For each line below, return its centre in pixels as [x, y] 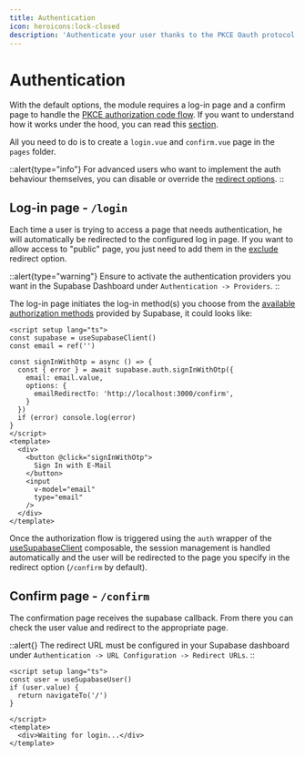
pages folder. [33, 152]
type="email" [58, 497]
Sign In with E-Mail [72, 465]
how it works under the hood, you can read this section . [114, 125]
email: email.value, [65, 378]
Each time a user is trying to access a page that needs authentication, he [146, 230]
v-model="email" [64, 490]
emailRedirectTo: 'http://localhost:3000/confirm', [133, 394]
